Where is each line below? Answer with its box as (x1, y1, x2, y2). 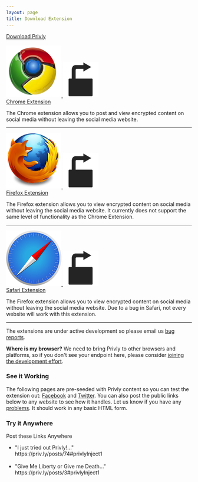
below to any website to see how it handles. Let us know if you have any (6, 398, 181, 405)
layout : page (6, 9, 38, 15)
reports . (6, 333, 25, 340)
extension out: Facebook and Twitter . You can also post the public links (6, 392, 179, 399)
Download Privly (6, 32, 46, 40)
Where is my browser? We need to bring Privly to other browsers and (6, 345, 176, 352)
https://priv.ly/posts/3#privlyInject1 (14, 469, 100, 476)
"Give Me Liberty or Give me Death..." (14, 463, 106, 470)
